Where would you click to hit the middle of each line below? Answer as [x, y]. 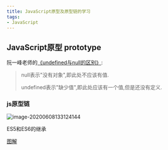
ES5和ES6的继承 [26, 129]
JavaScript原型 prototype [54, 47]
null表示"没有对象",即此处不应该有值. [65, 75]
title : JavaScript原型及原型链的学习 [49, 11]
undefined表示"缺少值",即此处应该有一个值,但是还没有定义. [92, 88]
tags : [13, 17]
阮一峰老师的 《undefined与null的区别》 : [55, 62]
